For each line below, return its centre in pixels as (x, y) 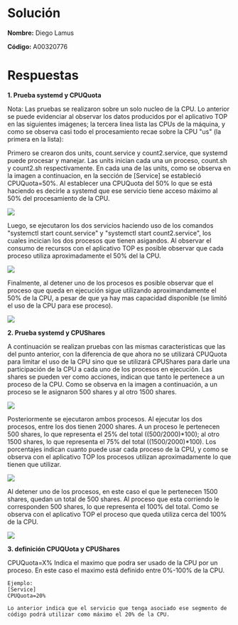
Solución (34, 13)
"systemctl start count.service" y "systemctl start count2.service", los (109, 233)
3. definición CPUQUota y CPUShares (64, 549)
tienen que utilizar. (34, 464)
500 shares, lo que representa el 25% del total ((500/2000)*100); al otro (114, 434)
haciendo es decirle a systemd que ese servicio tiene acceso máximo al (113, 191)
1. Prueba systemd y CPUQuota (54, 95)
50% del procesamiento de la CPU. (59, 198)
